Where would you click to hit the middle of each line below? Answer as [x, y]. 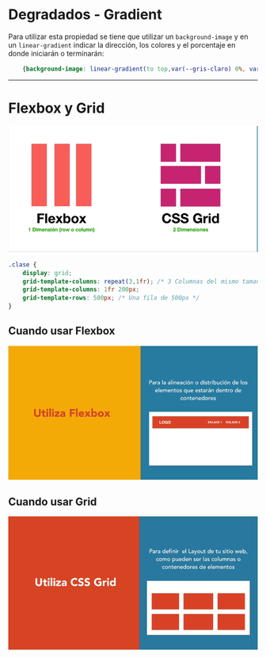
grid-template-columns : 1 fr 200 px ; [81, 290]
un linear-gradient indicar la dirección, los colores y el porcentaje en [122, 44]
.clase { [23, 264]
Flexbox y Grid [57, 108]
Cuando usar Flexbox [62, 331]
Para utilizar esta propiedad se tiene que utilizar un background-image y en [128, 36]
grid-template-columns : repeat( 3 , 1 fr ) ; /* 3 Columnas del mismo [131, 281]
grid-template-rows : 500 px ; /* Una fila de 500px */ [111, 298]
